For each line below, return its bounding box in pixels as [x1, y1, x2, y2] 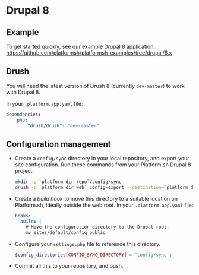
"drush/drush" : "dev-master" [27, 122, 100, 128]
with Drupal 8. [6, 88, 40, 96]
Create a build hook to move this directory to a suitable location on [14, 195, 178, 202]
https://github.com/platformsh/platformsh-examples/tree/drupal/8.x [6, 49, 172, 56]
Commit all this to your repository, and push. [14, 263, 124, 270]
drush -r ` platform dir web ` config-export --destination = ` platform [14, 185, 188, 191]
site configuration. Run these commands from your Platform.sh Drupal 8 [14, 161, 191, 168]
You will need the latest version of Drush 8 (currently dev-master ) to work [6, 82, 185, 89]
